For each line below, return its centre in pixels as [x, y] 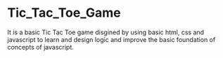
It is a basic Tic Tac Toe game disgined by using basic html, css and [106, 32]
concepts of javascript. [40, 47]
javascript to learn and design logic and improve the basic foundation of [111, 39]
